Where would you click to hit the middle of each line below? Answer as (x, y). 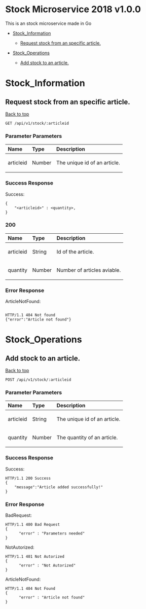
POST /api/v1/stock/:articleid (38, 380)
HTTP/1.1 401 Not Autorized (35, 557)
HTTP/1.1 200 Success (28, 478)
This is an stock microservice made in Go (48, 23)
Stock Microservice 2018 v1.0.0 (73, 9)
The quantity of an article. (87, 438)
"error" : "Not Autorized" (47, 566)
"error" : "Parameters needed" (52, 533)
